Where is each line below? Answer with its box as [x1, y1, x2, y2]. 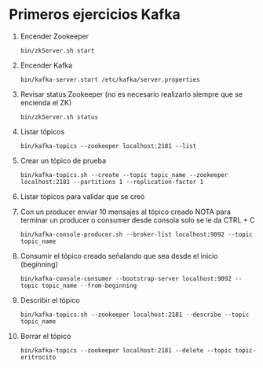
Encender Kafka [20, 61, 73, 70]
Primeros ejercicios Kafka [9, 6, 181, 24]
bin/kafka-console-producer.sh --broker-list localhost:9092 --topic [20, 230, 254, 238]
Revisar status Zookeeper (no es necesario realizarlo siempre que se [20, 89, 243, 99]
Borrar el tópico [20, 331, 71, 340]
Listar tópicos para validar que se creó [20, 191, 145, 201]
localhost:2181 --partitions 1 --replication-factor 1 [20, 178, 204, 186]
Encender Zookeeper [20, 31, 89, 41]
